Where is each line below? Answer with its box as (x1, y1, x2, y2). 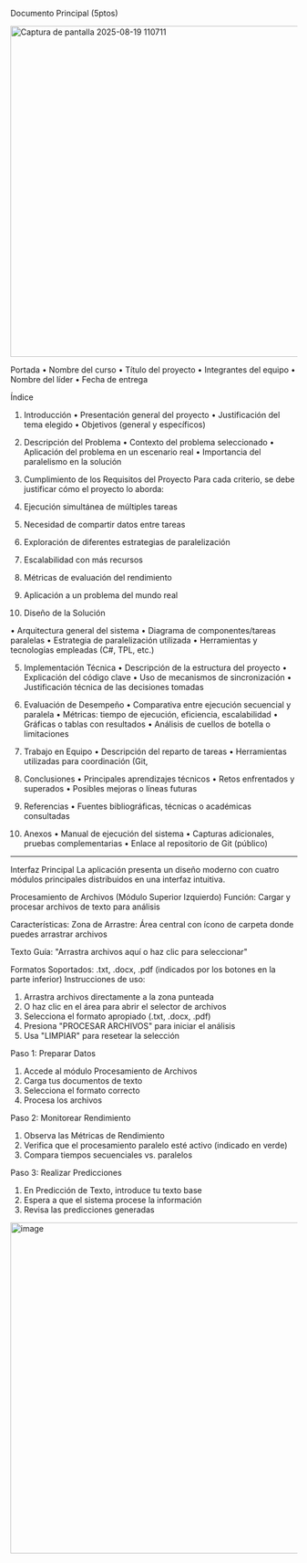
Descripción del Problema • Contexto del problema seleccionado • (23, 437, 275, 447)
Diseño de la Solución (23, 607, 106, 618)
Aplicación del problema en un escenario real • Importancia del (23, 446, 261, 457)
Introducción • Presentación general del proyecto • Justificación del (23, 410, 281, 420)
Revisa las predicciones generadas (23, 1204, 155, 1215)
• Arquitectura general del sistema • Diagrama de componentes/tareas (10, 625, 276, 635)
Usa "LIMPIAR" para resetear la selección (23, 1031, 180, 1041)
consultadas (23, 811, 71, 821)
